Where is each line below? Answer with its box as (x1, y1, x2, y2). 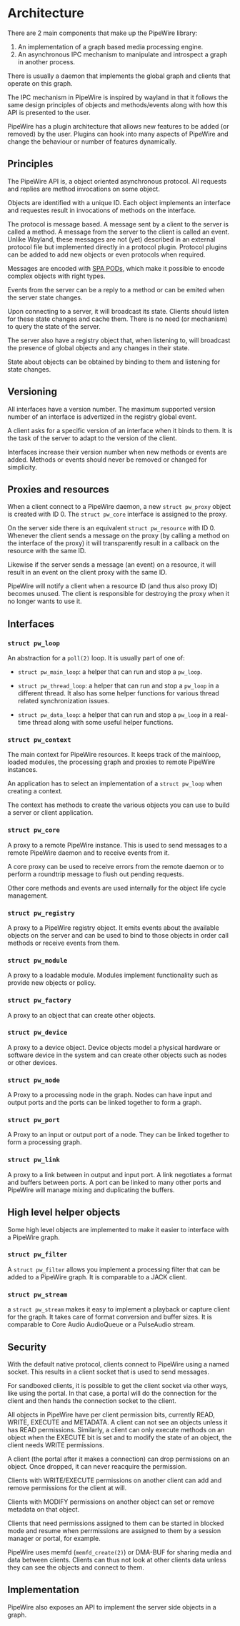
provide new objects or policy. (7, 978, 96, 987)
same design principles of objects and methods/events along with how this (7, 100, 228, 109)
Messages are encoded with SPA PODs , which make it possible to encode (7, 264, 225, 272)
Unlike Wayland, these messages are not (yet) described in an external (7, 234, 216, 244)
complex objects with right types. (7, 272, 106, 280)
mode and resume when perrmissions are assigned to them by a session (7, 1526, 221, 1535)
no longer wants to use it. (7, 597, 82, 605)
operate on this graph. (7, 79, 73, 87)
